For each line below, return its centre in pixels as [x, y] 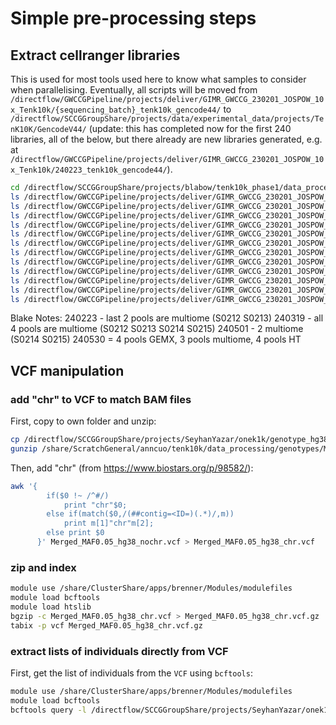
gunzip [24, 448]
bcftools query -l [48, 710]
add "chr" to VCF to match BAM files [101, 399]
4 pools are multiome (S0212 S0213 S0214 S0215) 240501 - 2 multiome [157, 329]
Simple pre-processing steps [133, 18]
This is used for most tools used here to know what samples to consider [158, 79]
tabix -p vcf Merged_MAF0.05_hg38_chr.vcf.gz [106, 625]
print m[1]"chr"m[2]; [109, 523]
